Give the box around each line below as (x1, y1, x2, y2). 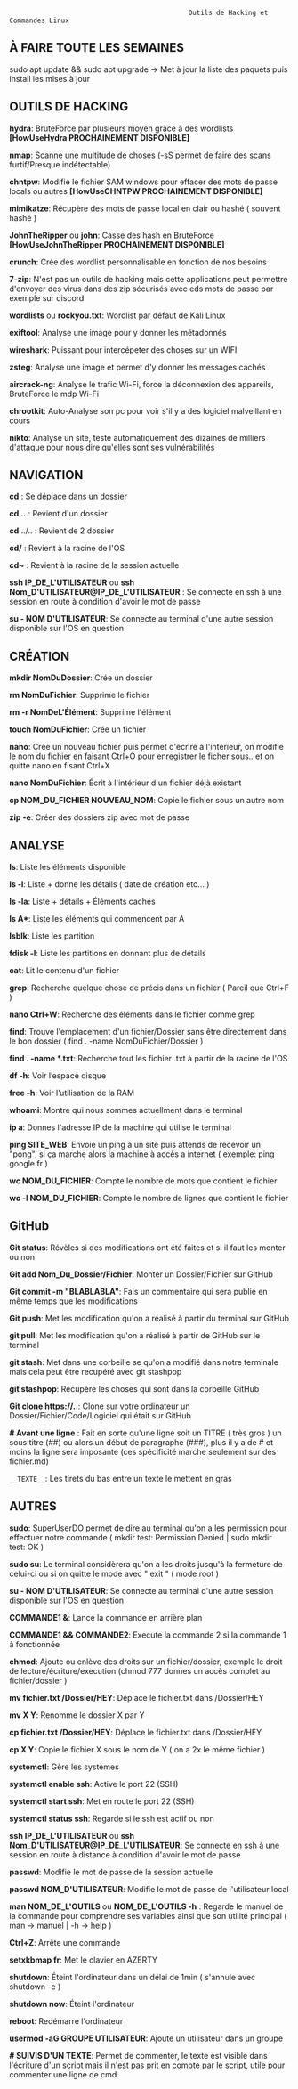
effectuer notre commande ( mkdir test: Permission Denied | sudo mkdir (9, 1532, 273, 1542)
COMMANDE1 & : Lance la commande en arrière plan (9, 1612, 203, 1622)
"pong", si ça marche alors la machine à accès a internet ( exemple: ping (9, 1149, 275, 1159)
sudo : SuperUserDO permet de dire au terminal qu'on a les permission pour (9, 1523, 287, 1533)
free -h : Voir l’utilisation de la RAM (9, 1087, 135, 1099)
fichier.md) (9, 1456, 49, 1467)
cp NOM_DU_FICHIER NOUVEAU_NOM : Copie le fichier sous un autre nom (9, 795, 285, 806)
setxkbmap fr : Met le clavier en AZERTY (9, 1955, 158, 1965)
